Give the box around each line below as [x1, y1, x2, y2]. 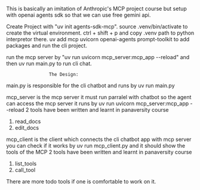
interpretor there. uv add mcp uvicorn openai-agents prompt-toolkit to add [6, 36, 190, 42]
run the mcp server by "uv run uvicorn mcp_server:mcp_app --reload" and [6, 54, 190, 60]
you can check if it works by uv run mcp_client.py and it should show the [6, 142, 186, 149]
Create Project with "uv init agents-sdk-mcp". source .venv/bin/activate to [6, 23, 188, 30]
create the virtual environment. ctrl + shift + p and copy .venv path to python [6, 29, 195, 36]
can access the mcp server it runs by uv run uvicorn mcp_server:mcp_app [6, 100, 189, 107]
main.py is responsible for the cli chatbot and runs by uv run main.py [6, 82, 175, 89]
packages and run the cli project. [6, 42, 88, 49]
